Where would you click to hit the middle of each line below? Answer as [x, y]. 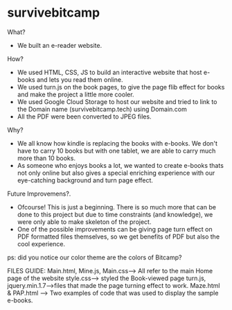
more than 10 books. [46, 158]
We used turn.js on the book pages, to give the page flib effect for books [121, 87]
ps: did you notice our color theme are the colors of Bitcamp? [95, 257]
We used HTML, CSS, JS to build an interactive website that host [109, 72]
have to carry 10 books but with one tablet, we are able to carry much [116, 150]
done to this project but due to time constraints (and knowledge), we [115, 214]
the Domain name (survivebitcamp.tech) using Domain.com [102, 109]
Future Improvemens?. [39, 193]
